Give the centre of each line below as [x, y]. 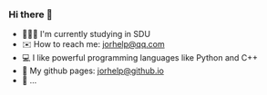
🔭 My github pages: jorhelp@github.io [93, 71]
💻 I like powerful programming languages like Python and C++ [140, 58]
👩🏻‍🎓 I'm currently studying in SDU [86, 34]
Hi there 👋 [31, 14]
